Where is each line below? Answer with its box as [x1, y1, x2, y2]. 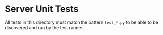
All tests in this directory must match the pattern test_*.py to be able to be [5, 19, 158, 25]
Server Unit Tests [5, 3, 79, 15]
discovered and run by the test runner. [5, 24, 83, 30]
